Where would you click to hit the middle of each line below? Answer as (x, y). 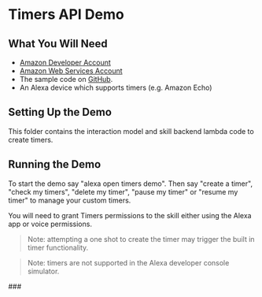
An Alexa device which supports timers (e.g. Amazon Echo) (116, 87)
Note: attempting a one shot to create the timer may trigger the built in (141, 239)
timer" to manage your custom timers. (70, 200)
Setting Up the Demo (60, 112)
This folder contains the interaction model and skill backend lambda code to (131, 131)
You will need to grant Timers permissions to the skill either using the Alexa (130, 215)
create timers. (31, 139)
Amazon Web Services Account (71, 71)
